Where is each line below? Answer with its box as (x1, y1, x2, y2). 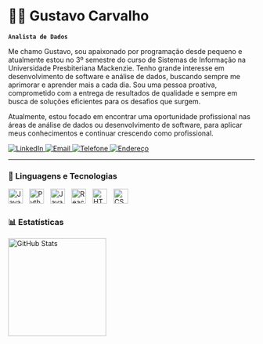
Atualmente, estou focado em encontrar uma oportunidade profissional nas (8, 111, 250, 121)
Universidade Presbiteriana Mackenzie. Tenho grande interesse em (8, 63, 225, 73)
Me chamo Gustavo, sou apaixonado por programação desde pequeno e (8, 46, 243, 56)
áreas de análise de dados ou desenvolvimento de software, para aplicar (8, 120, 243, 129)
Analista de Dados (8, 33, 68, 41)
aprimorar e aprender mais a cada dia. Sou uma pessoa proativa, (8, 80, 218, 89)
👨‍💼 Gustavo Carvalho (8, 7, 150, 25)
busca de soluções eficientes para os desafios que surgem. (8, 96, 201, 106)
